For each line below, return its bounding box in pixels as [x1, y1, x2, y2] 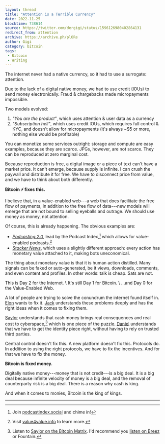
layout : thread [5, 7, 36, 12]
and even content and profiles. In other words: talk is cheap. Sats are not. [5, 270, 153, 276]
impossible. [5, 97, 28, 103]
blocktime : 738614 [5, 21, 43, 26]
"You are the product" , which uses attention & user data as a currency [12, 115, 154, 121]
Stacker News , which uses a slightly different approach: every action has [12, 245, 160, 251]
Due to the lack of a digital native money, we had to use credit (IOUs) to [5, 86, 150, 92]
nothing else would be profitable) [12, 131, 80, 137]
